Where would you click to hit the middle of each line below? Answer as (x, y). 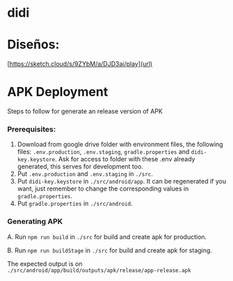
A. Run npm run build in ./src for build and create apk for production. (107, 236)
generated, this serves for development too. (80, 167)
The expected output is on (45, 264)
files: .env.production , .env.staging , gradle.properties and (103, 152)
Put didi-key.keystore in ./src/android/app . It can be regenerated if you (122, 182)
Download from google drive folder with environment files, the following (120, 145)
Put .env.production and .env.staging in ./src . (85, 174)
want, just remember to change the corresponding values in (103, 188)
